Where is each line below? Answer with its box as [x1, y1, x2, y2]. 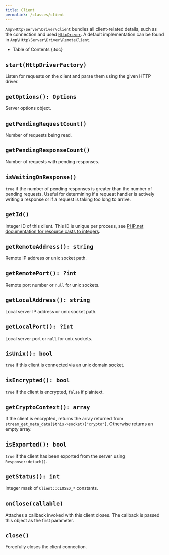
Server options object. [5, 105, 51, 112]
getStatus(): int [5, 473, 60, 480]
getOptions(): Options [5, 93, 77, 100]
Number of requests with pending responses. [5, 158, 100, 164]
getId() [5, 210, 29, 218]
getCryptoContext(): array [5, 403, 90, 411]
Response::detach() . [5, 458, 47, 464]
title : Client [5, 7, 35, 13]
